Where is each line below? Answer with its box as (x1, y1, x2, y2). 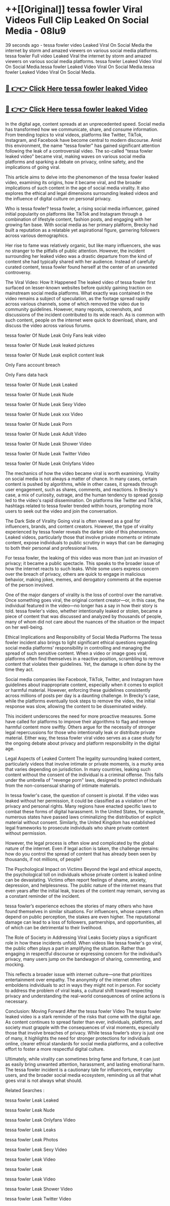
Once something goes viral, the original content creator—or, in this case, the (5, 597, 165, 603)
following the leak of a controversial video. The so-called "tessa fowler (5, 148, 153, 154)
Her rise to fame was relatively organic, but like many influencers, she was (5, 243, 161, 249)
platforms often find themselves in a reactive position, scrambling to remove (5, 656, 164, 662)
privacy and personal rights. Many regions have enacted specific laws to (5, 803, 157, 809)
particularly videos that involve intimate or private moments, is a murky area (5, 761, 164, 767)
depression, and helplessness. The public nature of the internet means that (5, 883, 162, 889)
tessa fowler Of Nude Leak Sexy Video (5, 401, 86, 407)
